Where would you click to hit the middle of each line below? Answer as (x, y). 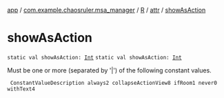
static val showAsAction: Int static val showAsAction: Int (94, 57)
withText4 (21, 89)
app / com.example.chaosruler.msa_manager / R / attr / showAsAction (106, 10)
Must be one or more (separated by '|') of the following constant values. (109, 70)
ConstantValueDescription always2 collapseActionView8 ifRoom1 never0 (113, 83)
